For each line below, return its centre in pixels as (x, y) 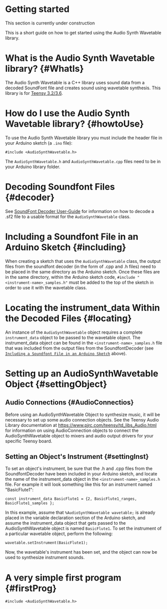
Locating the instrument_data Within (83, 307)
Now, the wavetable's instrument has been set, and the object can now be (81, 552)
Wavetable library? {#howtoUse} (75, 124)
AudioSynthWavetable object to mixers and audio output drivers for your (79, 435)
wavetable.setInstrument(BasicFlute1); (47, 543)
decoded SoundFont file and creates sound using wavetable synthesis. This (83, 88)
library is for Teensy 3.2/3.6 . (34, 93)
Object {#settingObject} (56, 384)
